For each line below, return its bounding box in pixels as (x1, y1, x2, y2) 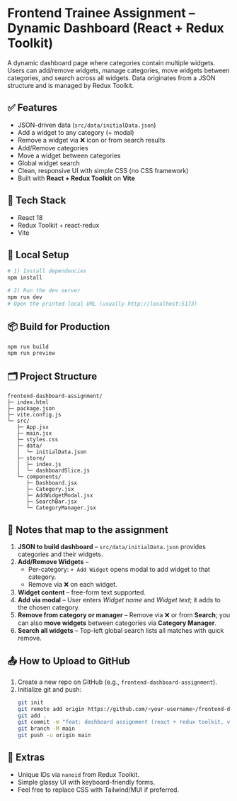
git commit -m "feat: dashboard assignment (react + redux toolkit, (17, 719, 224, 726)
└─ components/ (16, 473, 62, 480)
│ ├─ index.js (16, 461, 62, 468)
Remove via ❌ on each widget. (28, 580, 118, 588)
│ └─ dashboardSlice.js (16, 467, 91, 475)
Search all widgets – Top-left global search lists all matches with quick (17, 626, 224, 634)
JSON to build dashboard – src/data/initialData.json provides (17, 542, 207, 551)
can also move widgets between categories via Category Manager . (17, 619, 217, 627)
